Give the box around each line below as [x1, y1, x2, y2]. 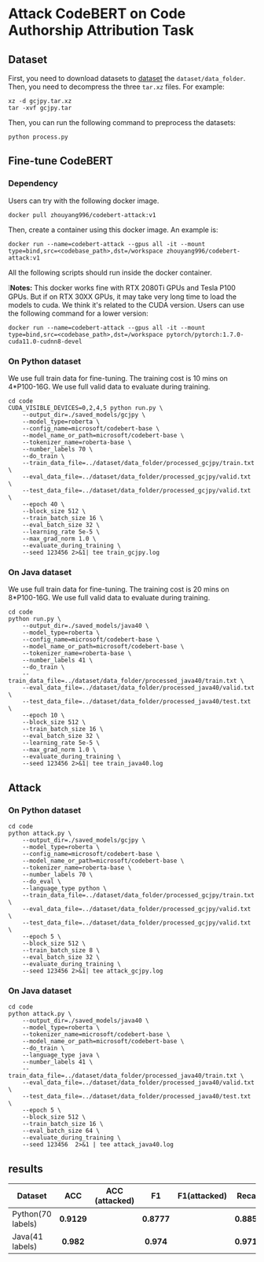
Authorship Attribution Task [8, 21, 195, 39]
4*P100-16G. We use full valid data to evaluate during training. [8, 382, 211, 391]
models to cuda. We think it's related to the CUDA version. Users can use [8, 300, 245, 309]
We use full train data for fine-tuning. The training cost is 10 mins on [8, 373, 228, 382]
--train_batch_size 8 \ [22, 946, 101, 954]
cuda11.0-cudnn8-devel [8, 338, 82, 345]
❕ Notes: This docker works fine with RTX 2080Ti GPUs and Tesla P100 [8, 282, 236, 292]
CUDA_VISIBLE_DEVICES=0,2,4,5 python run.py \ [8, 404, 163, 411]
